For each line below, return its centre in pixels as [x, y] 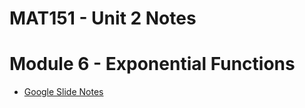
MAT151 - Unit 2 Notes [103, 18]
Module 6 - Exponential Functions [152, 64]
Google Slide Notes [63, 92]
